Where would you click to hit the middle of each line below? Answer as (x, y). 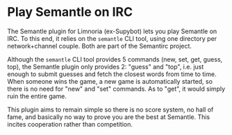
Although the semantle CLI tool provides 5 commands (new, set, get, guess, (115, 59)
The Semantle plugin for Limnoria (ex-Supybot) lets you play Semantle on (112, 31)
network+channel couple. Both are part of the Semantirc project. (100, 46)
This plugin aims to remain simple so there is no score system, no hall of (110, 109)
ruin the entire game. (37, 96)
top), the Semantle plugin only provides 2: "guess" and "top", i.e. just (106, 66)
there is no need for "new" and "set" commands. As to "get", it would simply (116, 89)
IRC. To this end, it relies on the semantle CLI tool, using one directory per (112, 38)
